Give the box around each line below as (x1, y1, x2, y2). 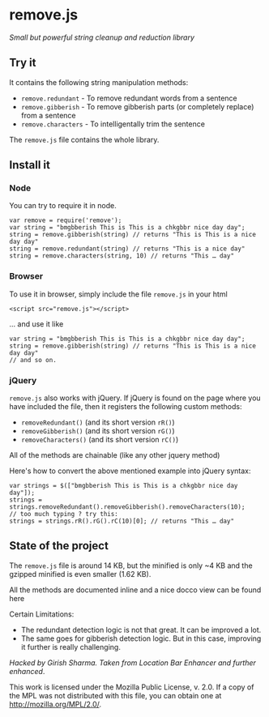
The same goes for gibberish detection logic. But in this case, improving (20, 634, 262, 643)
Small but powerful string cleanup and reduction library (9, 32, 195, 42)
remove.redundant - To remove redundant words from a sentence (20, 93, 237, 103)
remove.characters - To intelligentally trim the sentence (20, 119, 206, 129)
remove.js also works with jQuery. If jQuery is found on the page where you (9, 393, 262, 403)
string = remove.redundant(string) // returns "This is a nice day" (9, 245, 246, 253)
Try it (9, 56, 36, 70)
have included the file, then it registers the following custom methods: (9, 402, 242, 412)
